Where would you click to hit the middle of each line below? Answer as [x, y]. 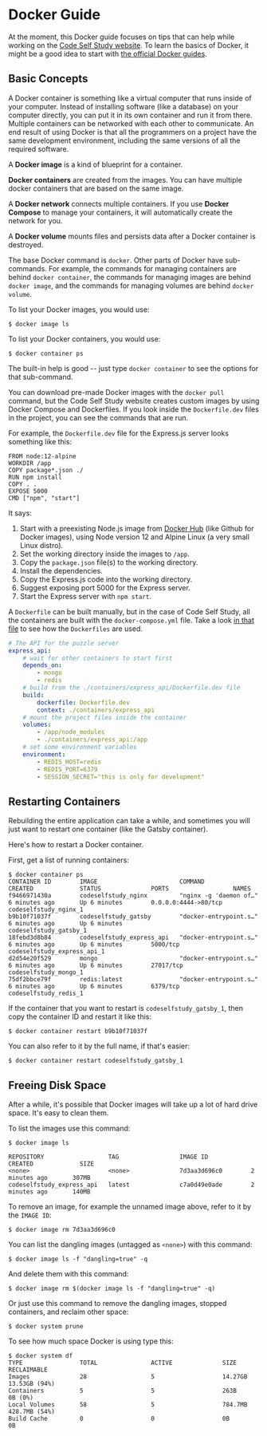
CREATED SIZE [51, 1164]
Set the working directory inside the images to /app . [104, 554]
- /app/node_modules [71, 732]
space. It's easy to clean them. [59, 1113]
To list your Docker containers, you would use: [84, 339]
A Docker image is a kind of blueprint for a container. [96, 164]
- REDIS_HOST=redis [69, 762]
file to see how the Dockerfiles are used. [76, 629]
